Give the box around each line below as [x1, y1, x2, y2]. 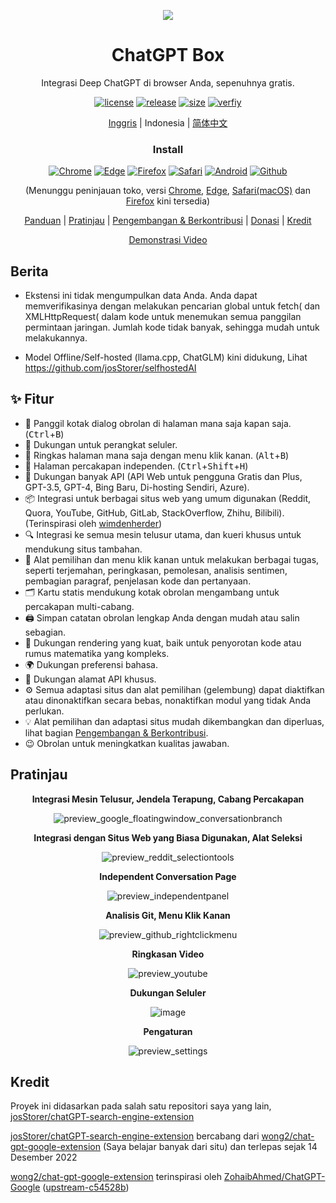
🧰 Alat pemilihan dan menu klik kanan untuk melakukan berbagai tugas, [24, 553, 320, 565]
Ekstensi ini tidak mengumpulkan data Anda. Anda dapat [24, 290, 258, 302]
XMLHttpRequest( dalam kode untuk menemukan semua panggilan [24, 311, 302, 323]
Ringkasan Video [131, 948, 205, 960]
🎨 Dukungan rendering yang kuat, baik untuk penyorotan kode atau [24, 636, 302, 649]
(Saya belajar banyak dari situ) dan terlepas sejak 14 [102, 1141, 318, 1153]
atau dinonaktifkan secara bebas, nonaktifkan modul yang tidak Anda [24, 694, 312, 706]
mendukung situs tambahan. [24, 543, 143, 555]
